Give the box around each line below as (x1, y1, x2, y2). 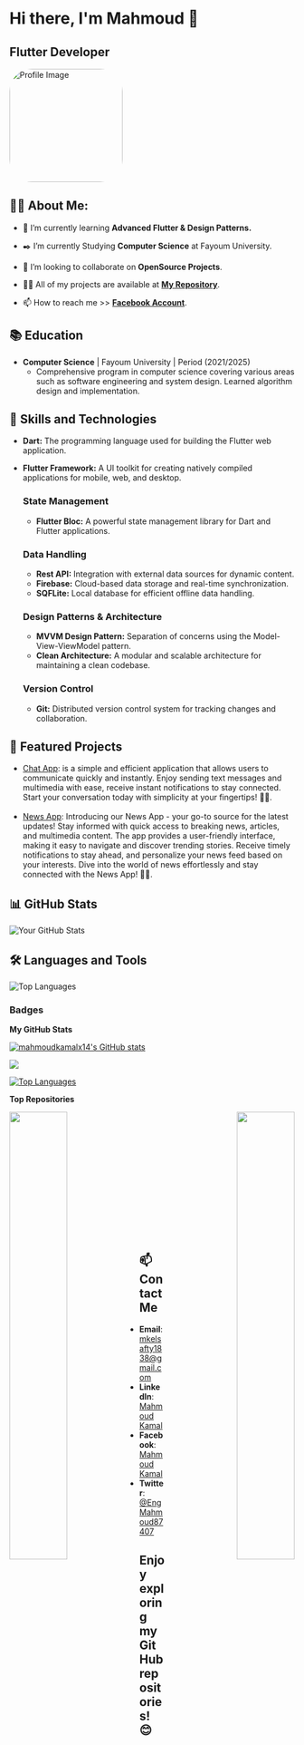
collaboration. (35, 713, 88, 723)
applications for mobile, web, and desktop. (22, 472, 182, 483)
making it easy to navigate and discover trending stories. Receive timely (22, 840, 291, 851)
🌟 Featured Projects (9, 739, 123, 755)
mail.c (138, 1362, 162, 1373)
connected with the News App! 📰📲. (22, 869, 154, 880)
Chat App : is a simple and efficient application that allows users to (22, 763, 269, 774)
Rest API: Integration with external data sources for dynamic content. (35, 568, 295, 579)
